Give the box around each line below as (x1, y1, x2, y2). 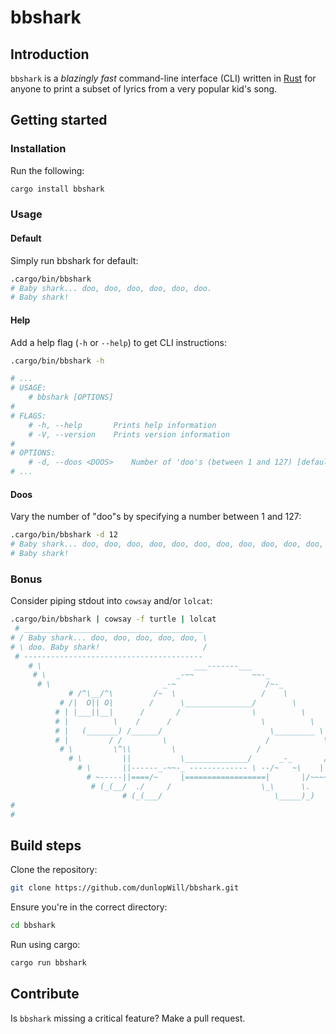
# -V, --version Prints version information (28, 429, 230, 440)
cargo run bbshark (10, 957, 87, 968)
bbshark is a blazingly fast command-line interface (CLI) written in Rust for (10, 72, 317, 84)
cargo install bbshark (10, 184, 105, 194)
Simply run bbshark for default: (10, 254, 139, 266)
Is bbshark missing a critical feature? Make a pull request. (10, 1012, 246, 1024)
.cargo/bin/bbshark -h (10, 356, 105, 366)
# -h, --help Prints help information (28, 420, 217, 430)
